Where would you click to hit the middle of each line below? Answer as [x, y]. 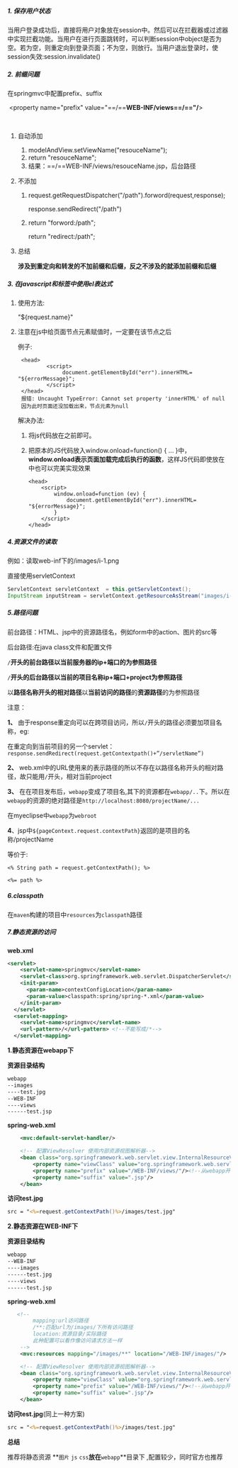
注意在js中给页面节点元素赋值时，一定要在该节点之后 [95, 331]
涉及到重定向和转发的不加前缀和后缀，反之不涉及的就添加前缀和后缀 [117, 266]
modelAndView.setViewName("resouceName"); [98, 150]
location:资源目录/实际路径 [70, 1334]
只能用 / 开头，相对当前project [69, 776]
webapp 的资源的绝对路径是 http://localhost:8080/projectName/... [103, 800]
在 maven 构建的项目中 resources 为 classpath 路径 [75, 914]
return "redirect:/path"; [62, 236]
